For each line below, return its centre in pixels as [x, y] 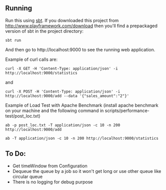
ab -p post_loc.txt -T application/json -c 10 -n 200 [63, 125]
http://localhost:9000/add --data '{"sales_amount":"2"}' [67, 96]
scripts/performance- [127, 111]
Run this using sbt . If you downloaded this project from [62, 20]
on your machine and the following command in [55, 111]
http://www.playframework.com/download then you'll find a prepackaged [81, 26]
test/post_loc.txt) [23, 116]
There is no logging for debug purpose [53, 182]
